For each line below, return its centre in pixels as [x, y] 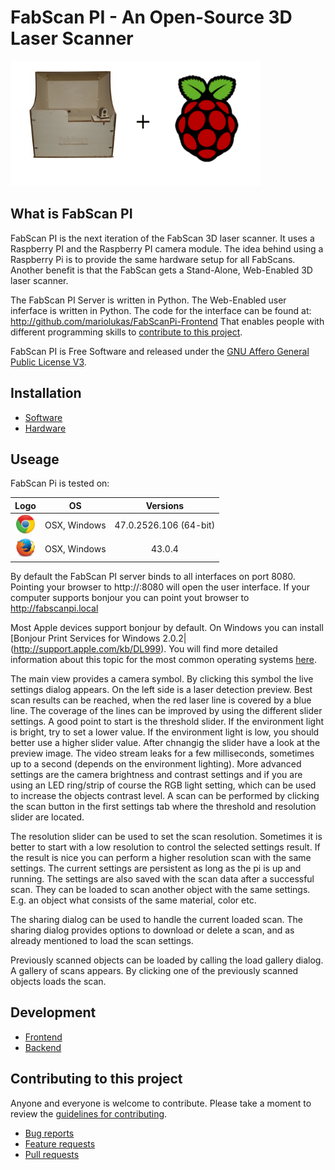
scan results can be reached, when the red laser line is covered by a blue [161, 700]
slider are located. [47, 817]
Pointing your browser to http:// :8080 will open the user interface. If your [160, 587]
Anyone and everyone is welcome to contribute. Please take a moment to [161, 1103]
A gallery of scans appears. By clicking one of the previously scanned [154, 970]
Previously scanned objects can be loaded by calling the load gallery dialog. [167, 960]
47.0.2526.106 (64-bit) [165, 525]
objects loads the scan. [58, 981]
